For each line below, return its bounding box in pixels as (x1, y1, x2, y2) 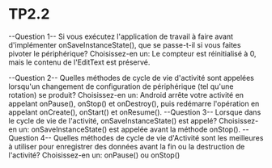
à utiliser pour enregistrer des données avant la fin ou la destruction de (8, 141, 245, 151)
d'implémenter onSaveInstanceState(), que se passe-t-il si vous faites (8, 40, 241, 49)
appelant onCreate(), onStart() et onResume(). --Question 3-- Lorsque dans (8, 107, 261, 117)
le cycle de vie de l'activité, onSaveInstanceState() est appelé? (8, 115, 217, 125)
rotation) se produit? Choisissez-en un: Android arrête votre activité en (8, 90, 244, 99)
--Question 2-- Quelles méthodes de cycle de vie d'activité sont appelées (8, 73, 255, 82)
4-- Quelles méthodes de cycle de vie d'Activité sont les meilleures (40, 132, 264, 142)
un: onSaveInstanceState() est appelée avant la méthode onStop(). (19, 124, 241, 134)
